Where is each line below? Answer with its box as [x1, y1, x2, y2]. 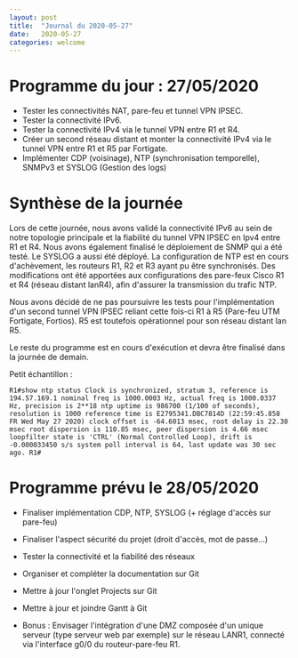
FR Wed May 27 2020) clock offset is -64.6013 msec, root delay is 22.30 [9, 417, 289, 427]
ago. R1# [9, 448, 42, 458]
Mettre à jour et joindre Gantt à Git [21, 603, 148, 614]
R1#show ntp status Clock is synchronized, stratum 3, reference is [9, 386, 269, 396]
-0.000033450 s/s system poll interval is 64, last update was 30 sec [9, 441, 277, 450]
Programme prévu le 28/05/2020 [9, 477, 260, 498]
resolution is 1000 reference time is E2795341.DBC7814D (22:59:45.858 [9, 410, 280, 419]
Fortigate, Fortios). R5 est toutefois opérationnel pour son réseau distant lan [9, 316, 287, 326]
